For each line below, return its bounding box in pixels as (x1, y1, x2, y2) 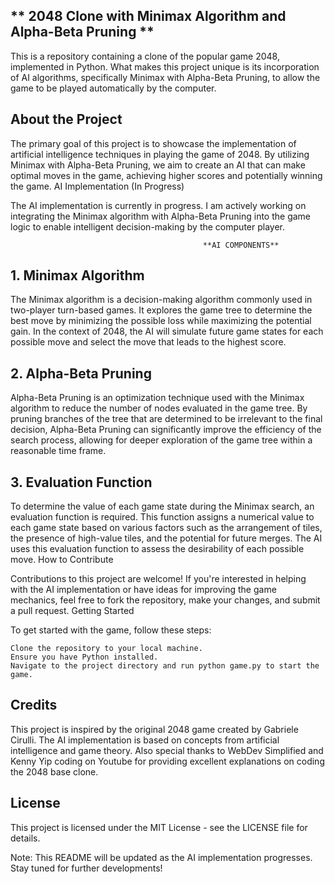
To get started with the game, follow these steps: (10, 624, 212, 636)
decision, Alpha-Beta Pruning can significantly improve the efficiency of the (10, 424, 322, 436)
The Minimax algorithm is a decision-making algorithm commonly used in (10, 294, 313, 306)
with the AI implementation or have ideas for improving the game (10, 584, 277, 596)
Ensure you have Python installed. (10, 652, 159, 663)
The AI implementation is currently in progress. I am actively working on (10, 199, 307, 211)
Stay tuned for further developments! (10, 862, 163, 874)
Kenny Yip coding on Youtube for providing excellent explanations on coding (10, 755, 325, 767)
